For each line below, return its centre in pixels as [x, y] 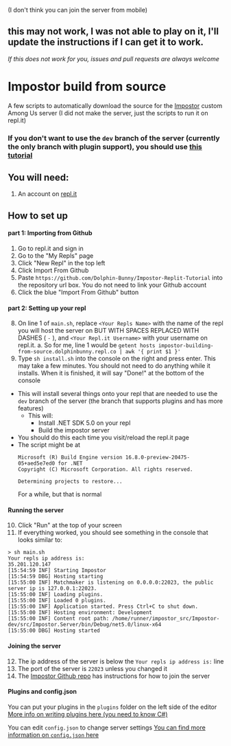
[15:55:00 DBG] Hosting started [54, 631]
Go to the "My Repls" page [56, 256]
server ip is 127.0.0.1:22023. [52, 589]
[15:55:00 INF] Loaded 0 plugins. [57, 601]
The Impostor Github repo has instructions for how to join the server [114, 676]
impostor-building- [186, 346]
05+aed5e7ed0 [36, 463]
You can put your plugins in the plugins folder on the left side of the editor [112, 707]
